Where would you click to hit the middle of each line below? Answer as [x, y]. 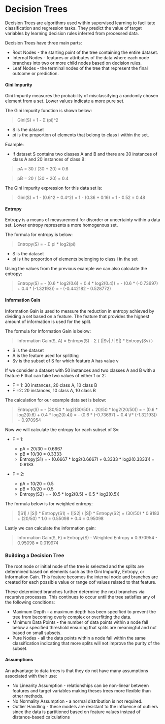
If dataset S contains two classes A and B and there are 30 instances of [85, 154]
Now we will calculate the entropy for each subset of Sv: [62, 429]
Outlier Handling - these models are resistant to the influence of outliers [85, 707]
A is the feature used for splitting [45, 355]
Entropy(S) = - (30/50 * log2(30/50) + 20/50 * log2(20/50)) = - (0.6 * [87, 409]
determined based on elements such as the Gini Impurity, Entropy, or [75, 571]
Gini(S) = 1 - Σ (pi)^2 [38, 120]
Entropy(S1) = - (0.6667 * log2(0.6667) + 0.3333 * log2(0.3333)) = [87, 459]
